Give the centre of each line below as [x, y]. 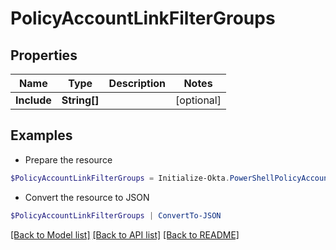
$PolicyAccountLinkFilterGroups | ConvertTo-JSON [116, 215]
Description [137, 83]
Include [33, 100]
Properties [44, 55]
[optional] [198, 100]
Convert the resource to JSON [87, 197]
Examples [41, 135]
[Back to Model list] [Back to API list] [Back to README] [125, 234]
